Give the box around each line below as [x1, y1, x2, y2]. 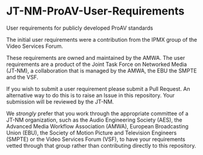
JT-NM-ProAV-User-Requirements [6, 4, 185, 18]
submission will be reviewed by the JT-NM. [6, 98, 114, 105]
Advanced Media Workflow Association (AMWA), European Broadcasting [6, 122, 189, 130]
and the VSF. [6, 73, 39, 81]
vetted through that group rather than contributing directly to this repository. [6, 142, 196, 149]
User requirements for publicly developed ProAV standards [6, 24, 153, 31]
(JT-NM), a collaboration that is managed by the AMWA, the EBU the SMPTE [6, 67, 197, 74]
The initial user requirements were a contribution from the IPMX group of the [6, 36, 198, 43]
